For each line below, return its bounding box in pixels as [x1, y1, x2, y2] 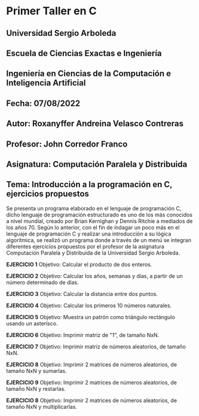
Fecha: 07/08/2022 [6, 98, 81, 108]
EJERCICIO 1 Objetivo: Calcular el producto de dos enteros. [6, 261, 152, 268]
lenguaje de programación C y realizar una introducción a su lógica [6, 230, 172, 237]
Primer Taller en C [6, 4, 97, 18]
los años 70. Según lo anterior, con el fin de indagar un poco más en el [6, 224, 180, 231]
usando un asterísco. [6, 320, 58, 327]
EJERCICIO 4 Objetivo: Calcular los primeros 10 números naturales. [6, 302, 172, 309]
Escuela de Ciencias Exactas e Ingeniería [6, 48, 163, 58]
